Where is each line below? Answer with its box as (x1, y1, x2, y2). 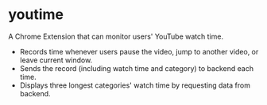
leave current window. (19, 55, 93, 65)
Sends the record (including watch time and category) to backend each (19, 63, 254, 73)
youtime (8, 6, 64, 24)
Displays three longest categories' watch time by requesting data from (19, 81, 250, 90)
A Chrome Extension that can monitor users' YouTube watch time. (8, 32, 224, 41)
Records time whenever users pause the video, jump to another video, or (19, 47, 259, 56)
